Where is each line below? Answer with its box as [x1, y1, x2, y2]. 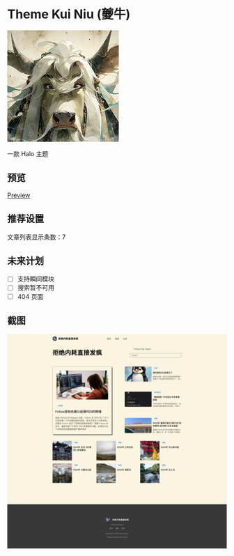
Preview [7, 191, 31, 199]
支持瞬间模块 [17, 275, 54, 283]
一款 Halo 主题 [7, 149, 49, 157]
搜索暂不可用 [17, 284, 54, 292]
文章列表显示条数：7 [7, 233, 66, 241]
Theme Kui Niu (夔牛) [7, 6, 131, 22]
